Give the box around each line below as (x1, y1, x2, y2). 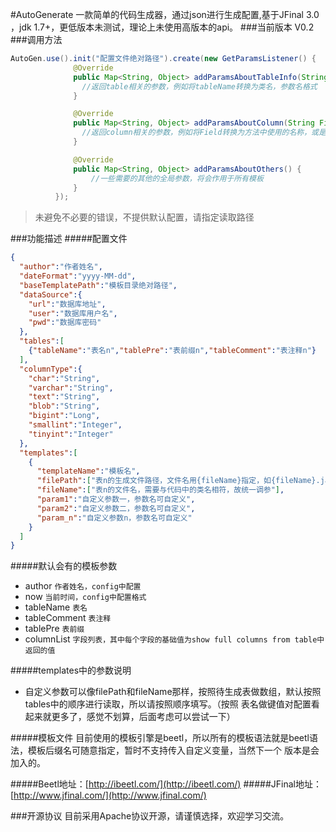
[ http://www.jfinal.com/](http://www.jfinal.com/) (10, 789, 207, 802)
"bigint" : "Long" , (28, 411, 101, 421)
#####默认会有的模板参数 (10, 560, 118, 572)
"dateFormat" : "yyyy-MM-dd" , (19, 271, 137, 281)
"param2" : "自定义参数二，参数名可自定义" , (36, 503, 196, 513)
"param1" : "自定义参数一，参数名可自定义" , (36, 494, 196, 504)
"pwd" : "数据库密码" (28, 318, 102, 328)
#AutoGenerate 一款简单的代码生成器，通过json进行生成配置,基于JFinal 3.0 (10, 9, 320, 20)
